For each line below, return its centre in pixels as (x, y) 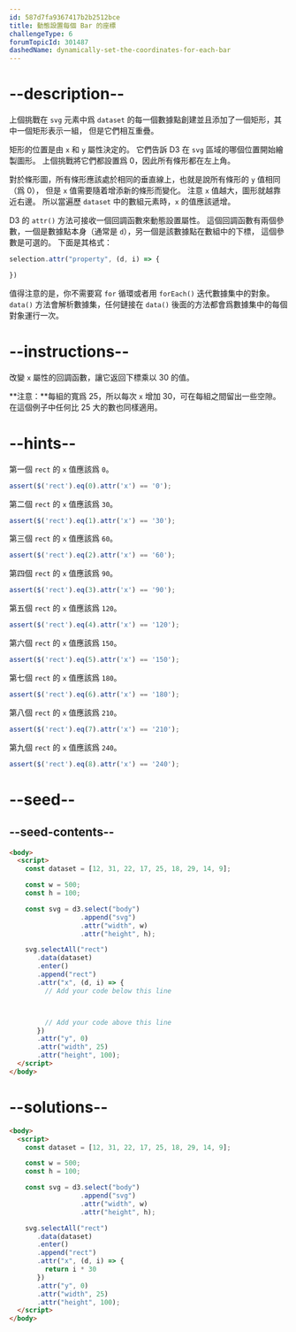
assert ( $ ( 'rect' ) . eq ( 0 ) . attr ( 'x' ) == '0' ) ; (91, 486)
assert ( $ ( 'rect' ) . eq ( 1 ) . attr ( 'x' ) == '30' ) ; (92, 520)
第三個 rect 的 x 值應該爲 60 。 (63, 539)
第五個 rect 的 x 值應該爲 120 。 (65, 608)
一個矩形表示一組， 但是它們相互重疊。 (87, 131)
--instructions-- (69, 351)
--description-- (67, 94)
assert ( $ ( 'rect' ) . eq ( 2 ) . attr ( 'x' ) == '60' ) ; (92, 555)
